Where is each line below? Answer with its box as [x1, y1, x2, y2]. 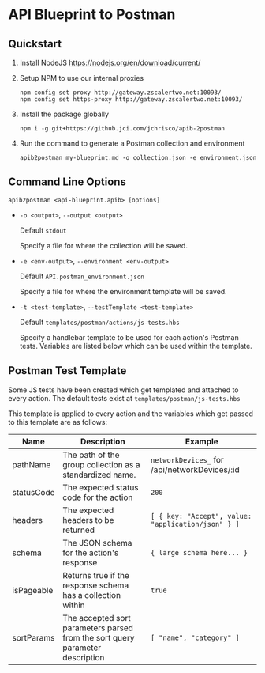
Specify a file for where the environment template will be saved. [19, 286, 227, 296]
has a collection [62, 589, 121, 600]
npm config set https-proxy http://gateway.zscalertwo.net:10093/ [19, 96, 243, 104]
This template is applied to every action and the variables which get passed [8, 409, 254, 418]
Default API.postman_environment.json [19, 271, 144, 281]
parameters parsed [62, 622, 134, 633]
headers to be [62, 514, 114, 525]
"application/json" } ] [150, 520, 241, 528]
